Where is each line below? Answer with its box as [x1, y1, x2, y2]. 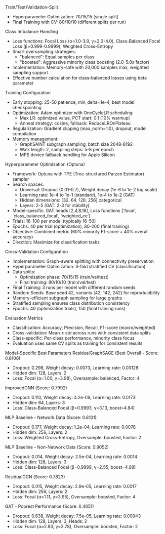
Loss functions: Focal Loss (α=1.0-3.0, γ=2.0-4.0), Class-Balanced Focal [12, 38, 161, 44]
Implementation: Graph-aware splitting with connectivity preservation [12, 258, 154, 264]
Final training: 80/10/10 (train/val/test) [19, 279, 96, 285]
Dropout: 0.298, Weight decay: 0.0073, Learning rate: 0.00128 [12, 365, 139, 370]
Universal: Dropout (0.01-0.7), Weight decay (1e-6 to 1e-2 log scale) [19, 187, 157, 192]
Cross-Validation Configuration [5, 249, 68, 254]
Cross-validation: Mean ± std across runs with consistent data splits [12, 330, 151, 335]
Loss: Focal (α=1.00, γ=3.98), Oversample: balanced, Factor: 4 [12, 375, 140, 381]
